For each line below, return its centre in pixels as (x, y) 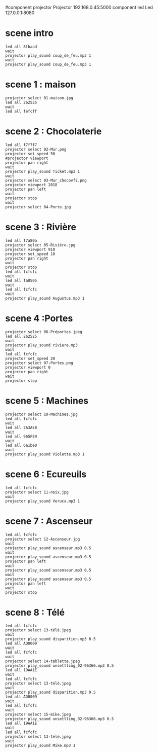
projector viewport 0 (28, 367)
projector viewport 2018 (31, 185)
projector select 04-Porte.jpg (38, 207)
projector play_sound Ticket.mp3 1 (43, 171)
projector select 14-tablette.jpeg (43, 661)
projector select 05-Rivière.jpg (40, 245)
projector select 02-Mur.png (36, 149)
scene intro (30, 33)
